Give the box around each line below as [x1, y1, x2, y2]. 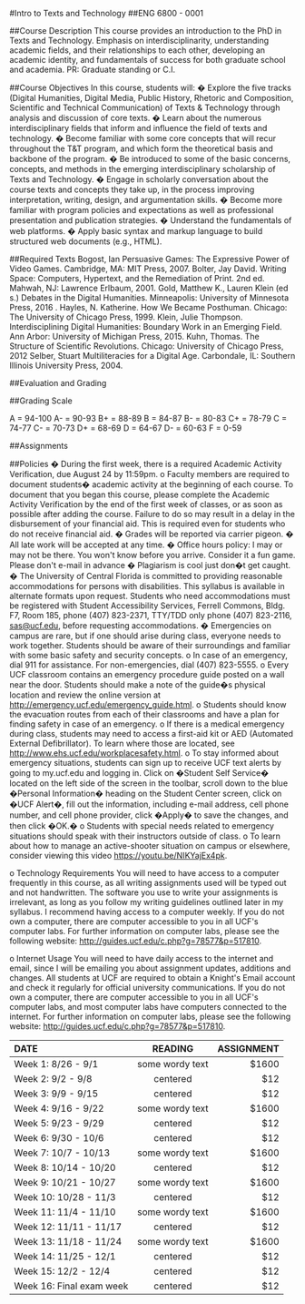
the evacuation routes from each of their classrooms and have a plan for [9, 709, 280, 719]
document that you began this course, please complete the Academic [9, 489, 271, 500]
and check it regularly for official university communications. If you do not [9, 983, 286, 993]
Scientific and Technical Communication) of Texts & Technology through [9, 102, 280, 113]
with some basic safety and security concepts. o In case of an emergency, [9, 650, 289, 660]
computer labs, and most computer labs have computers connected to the [9, 1002, 288, 1012]
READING [152, 1043, 194, 1054]
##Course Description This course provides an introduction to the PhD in [9, 25, 282, 36]
